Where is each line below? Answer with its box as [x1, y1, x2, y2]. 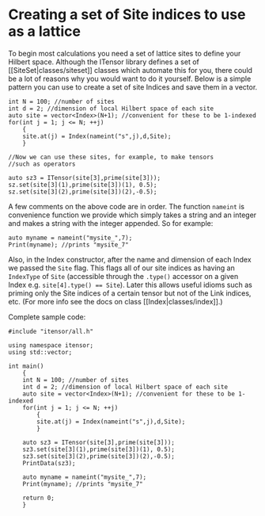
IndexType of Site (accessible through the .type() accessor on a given [8, 271, 239, 281]
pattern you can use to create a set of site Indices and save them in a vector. [8, 82, 258, 92]
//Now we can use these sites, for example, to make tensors [8, 153, 214, 161]
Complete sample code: [8, 312, 86, 322]
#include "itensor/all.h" [8, 327, 93, 335]
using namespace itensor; [8, 341, 93, 350]
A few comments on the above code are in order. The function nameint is [8, 201, 245, 211]
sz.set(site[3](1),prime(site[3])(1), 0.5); [8, 181, 157, 189]
